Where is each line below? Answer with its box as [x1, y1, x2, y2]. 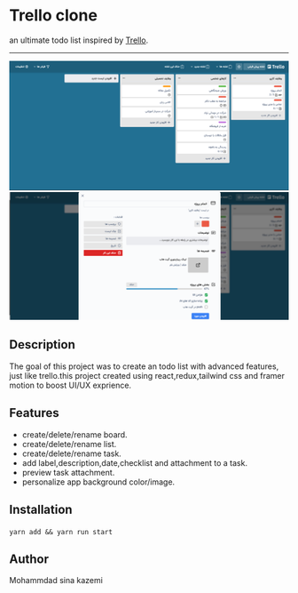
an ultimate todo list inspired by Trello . [9, 35, 149, 45]
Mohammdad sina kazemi [9, 575, 104, 586]
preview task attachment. [21, 467, 115, 477]
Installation [9, 502, 73, 517]
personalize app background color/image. [21, 477, 176, 487]
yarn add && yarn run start [9, 527, 114, 536]
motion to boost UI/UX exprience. [9, 380, 131, 390]
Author [9, 551, 49, 566]
